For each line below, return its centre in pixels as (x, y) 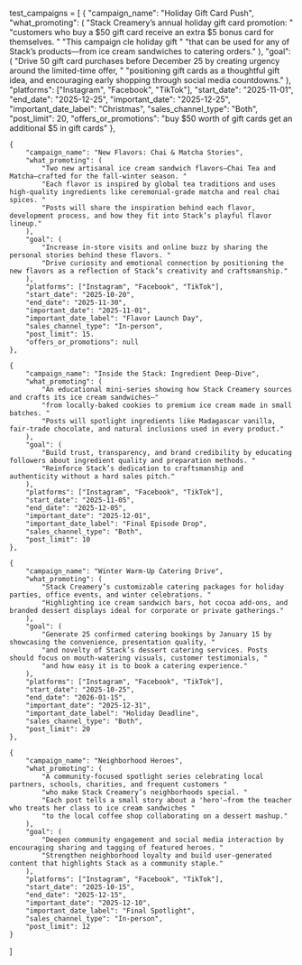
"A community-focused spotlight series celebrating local (153, 776)
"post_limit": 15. (60, 334)
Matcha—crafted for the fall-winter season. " (98, 176)
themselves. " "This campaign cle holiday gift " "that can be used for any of (150, 42)
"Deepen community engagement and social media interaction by (163, 840)
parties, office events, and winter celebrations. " (110, 595)
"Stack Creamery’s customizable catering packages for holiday (163, 587)
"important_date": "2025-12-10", (88, 903)
